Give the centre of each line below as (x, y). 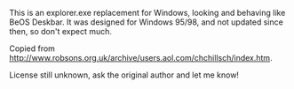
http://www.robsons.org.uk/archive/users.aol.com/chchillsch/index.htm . (141, 58)
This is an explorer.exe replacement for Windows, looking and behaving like (147, 13)
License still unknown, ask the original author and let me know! (124, 75)
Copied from (32, 48)
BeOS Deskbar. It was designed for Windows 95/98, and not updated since (147, 22)
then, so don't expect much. (61, 31)
